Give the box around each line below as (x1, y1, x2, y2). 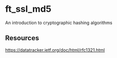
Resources (5, 34, 39, 42)
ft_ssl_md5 (5, 3, 51, 15)
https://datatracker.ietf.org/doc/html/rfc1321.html (5, 47, 105, 53)
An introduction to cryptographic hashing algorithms (5, 20, 113, 26)
